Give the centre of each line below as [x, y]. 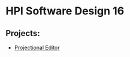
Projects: [23, 33]
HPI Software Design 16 [65, 11]
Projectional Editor [37, 47]
